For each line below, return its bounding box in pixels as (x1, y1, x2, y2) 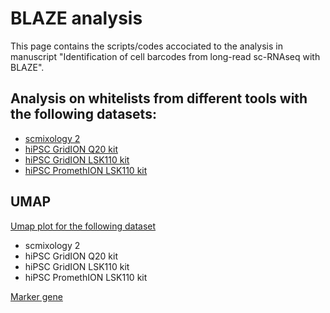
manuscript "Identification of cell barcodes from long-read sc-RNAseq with (10, 50, 321, 62)
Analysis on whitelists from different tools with (10, 90, 308, 107)
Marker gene (10, 290, 63, 302)
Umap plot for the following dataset (10, 220, 157, 232)
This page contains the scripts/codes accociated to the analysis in (10, 40, 283, 52)
